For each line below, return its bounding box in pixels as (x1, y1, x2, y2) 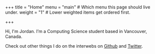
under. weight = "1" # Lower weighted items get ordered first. (5, 9, 131, 15)
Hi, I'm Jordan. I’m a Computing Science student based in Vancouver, (5, 28, 148, 34)
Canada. (5, 34, 22, 39)
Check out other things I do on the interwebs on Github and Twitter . (5, 43, 143, 49)
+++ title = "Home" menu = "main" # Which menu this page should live (5, 4, 151, 10)
